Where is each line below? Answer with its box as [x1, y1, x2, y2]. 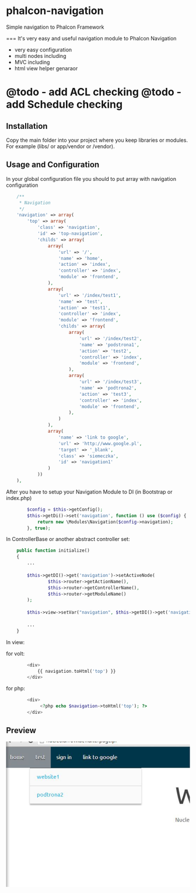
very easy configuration [14, 46, 72, 53]
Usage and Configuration [6, 160, 100, 170]
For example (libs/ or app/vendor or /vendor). [6, 142, 115, 150]
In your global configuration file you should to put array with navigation [6, 175, 177, 182]
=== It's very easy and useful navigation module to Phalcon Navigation [6, 35, 177, 42]
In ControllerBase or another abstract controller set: [6, 536, 130, 543]
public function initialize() [16, 548, 90, 554]
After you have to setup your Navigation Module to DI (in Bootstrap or [6, 488, 173, 495]
